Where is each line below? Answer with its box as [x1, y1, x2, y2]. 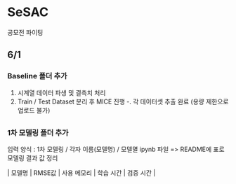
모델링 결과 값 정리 [7, 154, 58, 162]
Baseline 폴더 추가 [7, 71, 67, 81]
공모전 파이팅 [7, 28, 44, 36]
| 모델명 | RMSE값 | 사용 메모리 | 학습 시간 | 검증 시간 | [7, 169, 156, 177]
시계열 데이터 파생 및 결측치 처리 [17, 88, 106, 97]
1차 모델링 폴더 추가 [7, 128, 69, 138]
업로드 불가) [17, 106, 51, 114]
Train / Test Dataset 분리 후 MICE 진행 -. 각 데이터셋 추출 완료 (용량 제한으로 [17, 97, 229, 106]
